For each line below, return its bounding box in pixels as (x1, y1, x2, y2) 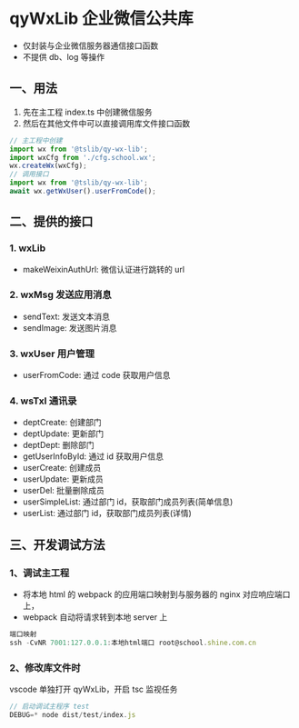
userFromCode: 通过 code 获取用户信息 (22, 370, 171, 381)
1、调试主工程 (9, 566, 70, 579)
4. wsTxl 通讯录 (9, 394, 77, 407)
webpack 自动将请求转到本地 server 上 (22, 612, 168, 623)
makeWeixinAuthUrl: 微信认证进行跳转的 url (22, 264, 184, 274)
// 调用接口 (9, 170, 50, 179)
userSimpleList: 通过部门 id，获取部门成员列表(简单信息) (22, 496, 234, 507)
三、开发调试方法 (9, 537, 105, 553)
